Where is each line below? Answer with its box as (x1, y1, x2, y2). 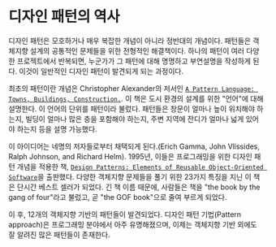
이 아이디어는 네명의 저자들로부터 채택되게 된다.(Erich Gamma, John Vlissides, (8, 141, 261, 151)
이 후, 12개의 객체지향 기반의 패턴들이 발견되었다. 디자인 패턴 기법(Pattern (8, 209, 242, 219)
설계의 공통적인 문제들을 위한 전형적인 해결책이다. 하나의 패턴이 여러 (29, 45, 245, 55)
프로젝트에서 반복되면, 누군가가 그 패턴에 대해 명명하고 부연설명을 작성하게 (16, 56, 252, 66)
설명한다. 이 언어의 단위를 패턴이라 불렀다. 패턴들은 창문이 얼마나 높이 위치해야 (8, 103, 256, 114)
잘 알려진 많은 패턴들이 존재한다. (8, 229, 111, 240)
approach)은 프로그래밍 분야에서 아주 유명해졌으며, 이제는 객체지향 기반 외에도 (8, 219, 257, 229)
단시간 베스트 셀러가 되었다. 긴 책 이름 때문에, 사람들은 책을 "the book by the (16, 182, 261, 192)
